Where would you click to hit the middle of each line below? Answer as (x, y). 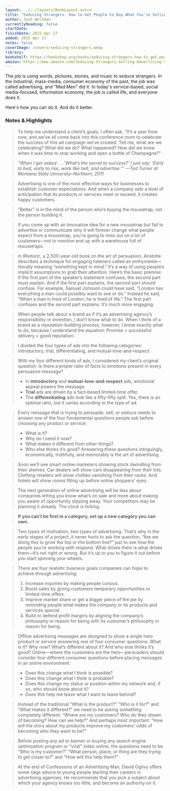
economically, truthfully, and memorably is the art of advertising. (93, 454)
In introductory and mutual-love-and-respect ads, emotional (90, 381)
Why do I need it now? (48, 438)
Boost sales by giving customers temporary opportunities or (88, 589)
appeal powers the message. (55, 386)
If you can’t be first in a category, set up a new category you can (87, 516)
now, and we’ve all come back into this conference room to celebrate (90, 137)
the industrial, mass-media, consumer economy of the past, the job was (80, 81)
